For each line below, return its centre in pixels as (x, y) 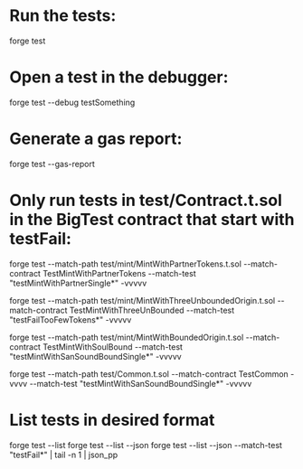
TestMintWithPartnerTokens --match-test (119, 273)
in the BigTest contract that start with (152, 220)
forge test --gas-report (52, 164)
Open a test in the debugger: (119, 77)
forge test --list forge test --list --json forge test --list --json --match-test (146, 445)
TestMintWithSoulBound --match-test (113, 347)
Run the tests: (63, 16)
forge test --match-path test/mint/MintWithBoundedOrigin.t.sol (127, 337)
